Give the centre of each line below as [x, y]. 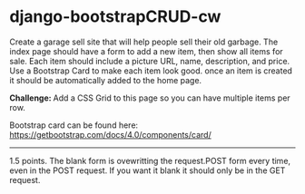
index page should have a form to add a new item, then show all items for [146, 51]
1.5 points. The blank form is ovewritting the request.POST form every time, [150, 160]
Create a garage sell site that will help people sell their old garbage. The [144, 42]
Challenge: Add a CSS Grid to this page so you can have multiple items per [150, 98]
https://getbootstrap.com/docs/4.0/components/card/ [110, 134]
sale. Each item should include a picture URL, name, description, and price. [150, 61]
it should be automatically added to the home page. [106, 80]
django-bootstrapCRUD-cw [115, 17]
